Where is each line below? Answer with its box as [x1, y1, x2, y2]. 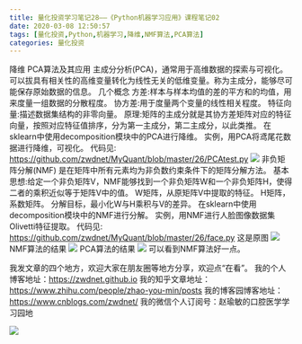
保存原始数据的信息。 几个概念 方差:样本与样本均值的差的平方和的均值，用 [16, 86, 292, 97]
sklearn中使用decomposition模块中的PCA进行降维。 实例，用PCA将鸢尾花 [9, 131, 284, 142]
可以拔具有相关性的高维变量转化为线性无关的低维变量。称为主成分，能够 [9, 75, 277, 86]
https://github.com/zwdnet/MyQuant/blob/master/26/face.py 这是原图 [9, 233, 270, 243]
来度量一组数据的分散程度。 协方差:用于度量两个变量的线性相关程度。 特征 [9, 98, 284, 109]
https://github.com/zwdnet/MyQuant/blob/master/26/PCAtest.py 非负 [9, 154, 278, 164]
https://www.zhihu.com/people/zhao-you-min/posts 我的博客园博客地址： [9, 285, 283, 296]
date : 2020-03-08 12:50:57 [9, 22, 111, 31]
